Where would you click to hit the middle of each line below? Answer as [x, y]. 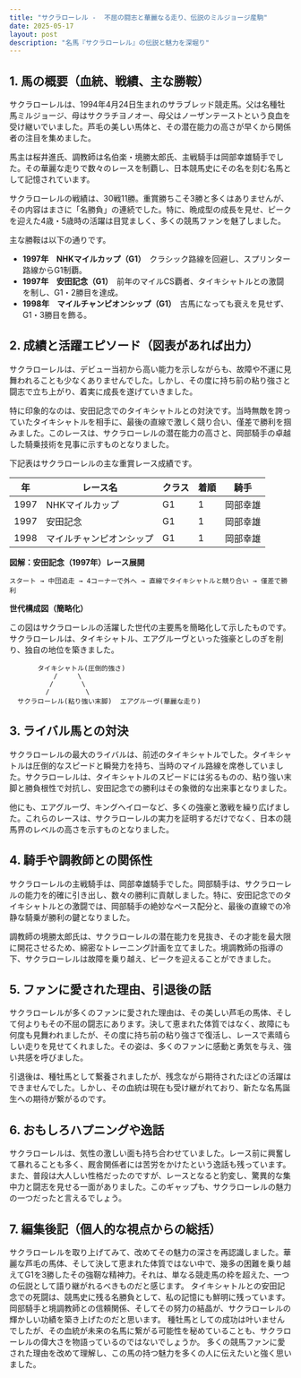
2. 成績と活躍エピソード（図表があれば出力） [134, 346]
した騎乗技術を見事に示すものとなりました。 [92, 444]
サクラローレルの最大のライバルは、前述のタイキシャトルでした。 [131, 754]
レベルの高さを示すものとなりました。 [103, 829]
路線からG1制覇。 [54, 271]
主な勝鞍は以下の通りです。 [60, 240]
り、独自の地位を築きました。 [64, 650]
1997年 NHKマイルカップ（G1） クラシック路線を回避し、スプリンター [156, 259]
